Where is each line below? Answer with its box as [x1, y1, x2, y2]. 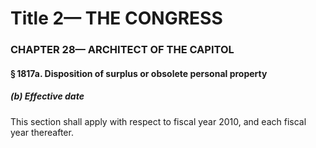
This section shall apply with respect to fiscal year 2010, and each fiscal [10, 115, 307, 127]
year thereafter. [10, 126, 74, 138]
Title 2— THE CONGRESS [10, 7, 223, 30]
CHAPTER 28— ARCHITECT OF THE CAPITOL [10, 43, 235, 57]
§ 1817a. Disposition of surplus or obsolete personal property [10, 67, 268, 79]
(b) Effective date [10, 90, 85, 102]
